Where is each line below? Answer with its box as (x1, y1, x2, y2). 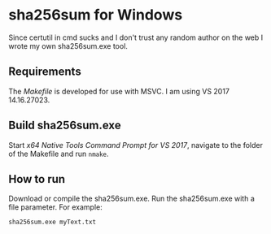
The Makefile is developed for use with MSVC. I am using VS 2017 (8, 86, 230, 96)
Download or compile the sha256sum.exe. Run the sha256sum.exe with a (8, 193, 255, 204)
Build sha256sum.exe (8, 119, 121, 132)
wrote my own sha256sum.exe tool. (8, 41, 129, 50)
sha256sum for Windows (8, 6, 183, 24)
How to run (8, 172, 66, 186)
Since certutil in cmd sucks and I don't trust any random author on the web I (8, 32, 264, 42)
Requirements (8, 65, 81, 79)
